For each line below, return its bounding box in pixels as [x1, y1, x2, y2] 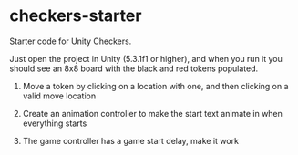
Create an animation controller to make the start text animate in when [22, 108, 283, 119]
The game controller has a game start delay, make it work [22, 135, 240, 146]
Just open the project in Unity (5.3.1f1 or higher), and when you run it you [9, 53, 283, 64]
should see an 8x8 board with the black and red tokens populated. [9, 63, 259, 74]
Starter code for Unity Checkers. [9, 36, 132, 46]
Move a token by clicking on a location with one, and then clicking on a [22, 80, 289, 91]
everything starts [22, 118, 87, 129]
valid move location [22, 90, 97, 101]
